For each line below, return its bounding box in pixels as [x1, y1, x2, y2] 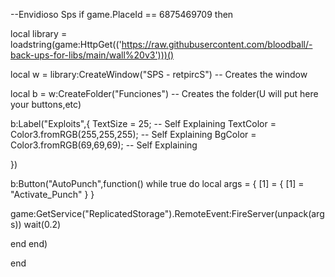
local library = [10, 28, 68, 39]
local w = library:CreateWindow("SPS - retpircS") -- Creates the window [10, 69, 308, 80]
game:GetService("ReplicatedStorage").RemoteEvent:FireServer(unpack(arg [10, 208, 325, 219]
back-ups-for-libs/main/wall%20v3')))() [10, 49, 175, 61]
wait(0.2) [23, 219, 62, 230]
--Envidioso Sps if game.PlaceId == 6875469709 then [10, 9, 234, 20]
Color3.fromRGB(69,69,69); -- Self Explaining [10, 139, 198, 151]
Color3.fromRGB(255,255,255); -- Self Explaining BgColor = [10, 129, 257, 140]
